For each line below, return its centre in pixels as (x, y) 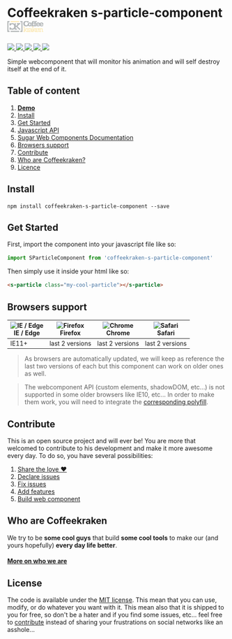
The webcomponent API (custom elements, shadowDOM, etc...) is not (124, 387)
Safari (166, 333)
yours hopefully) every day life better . (62, 545)
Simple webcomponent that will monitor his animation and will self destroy (114, 62)
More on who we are (37, 561)
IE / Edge (27, 333)
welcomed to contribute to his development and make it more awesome (110, 448)
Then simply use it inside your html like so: (68, 271)
